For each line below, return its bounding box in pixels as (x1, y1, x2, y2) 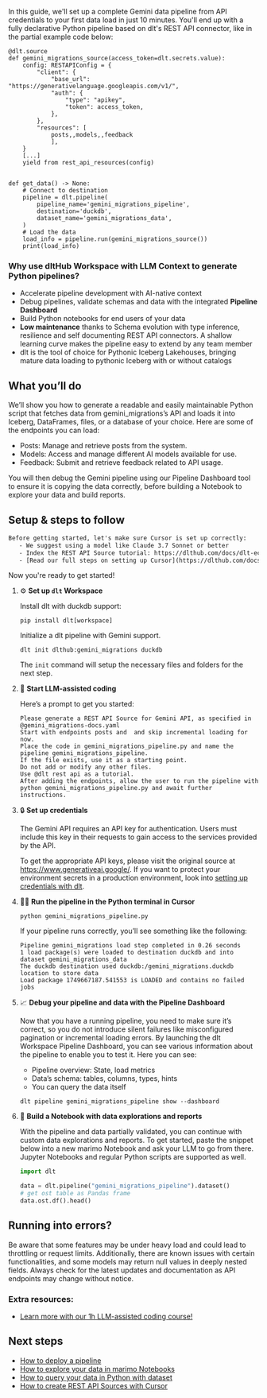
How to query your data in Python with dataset (19, 1373, 172, 1382)
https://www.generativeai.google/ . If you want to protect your (19, 865, 221, 874)
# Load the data (22, 228, 77, 236)
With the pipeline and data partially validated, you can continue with (19, 1127, 242, 1137)
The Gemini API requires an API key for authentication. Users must (19, 824, 238, 834)
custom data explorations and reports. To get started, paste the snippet (19, 1136, 253, 1145)
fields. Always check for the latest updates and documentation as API (8, 1265, 236, 1275)
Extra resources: (8, 1293, 74, 1304)
